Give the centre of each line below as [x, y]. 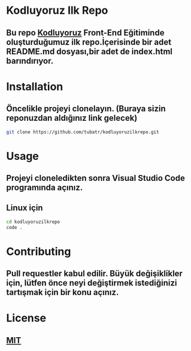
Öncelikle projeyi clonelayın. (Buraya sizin [86, 109]
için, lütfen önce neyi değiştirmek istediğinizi [92, 283]
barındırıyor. [30, 61]
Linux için [25, 208]
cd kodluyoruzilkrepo [33, 222]
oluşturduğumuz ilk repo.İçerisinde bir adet [89, 42]
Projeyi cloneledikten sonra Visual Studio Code [96, 178]
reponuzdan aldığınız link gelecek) [72, 118]
